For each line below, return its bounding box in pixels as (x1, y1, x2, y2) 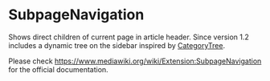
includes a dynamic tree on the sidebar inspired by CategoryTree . (8, 40, 226, 50)
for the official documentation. (8, 64, 108, 74)
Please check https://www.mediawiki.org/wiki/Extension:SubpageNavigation (8, 56, 262, 66)
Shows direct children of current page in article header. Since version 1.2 (8, 32, 249, 42)
